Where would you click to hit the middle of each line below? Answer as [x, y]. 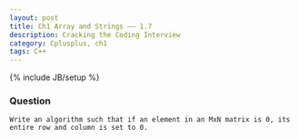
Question [30, 101]
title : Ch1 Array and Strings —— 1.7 [81, 26]
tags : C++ [28, 52]
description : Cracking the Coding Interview [95, 35]
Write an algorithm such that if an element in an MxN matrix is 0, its [150, 120]
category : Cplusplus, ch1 [58, 43]
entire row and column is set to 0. [79, 128]
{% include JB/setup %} [55, 77]
